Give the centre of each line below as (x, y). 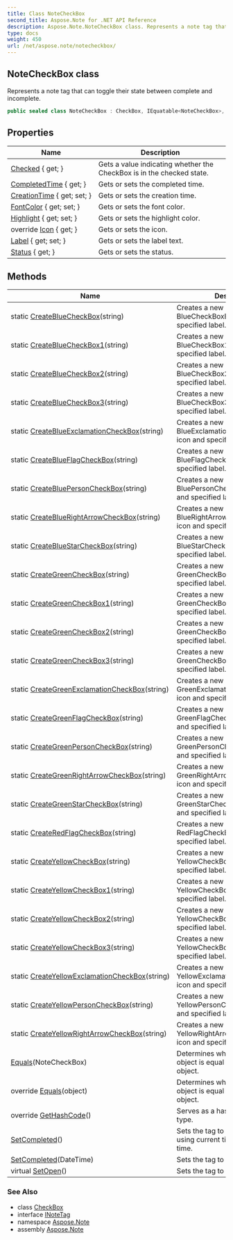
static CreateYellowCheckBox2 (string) (73, 919)
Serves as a (196, 1111)
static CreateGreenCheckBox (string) (70, 574)
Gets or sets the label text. (141, 241)
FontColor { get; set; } (45, 207)
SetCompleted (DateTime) (52, 1160)
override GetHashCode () (51, 1116)
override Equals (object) (49, 1091)
